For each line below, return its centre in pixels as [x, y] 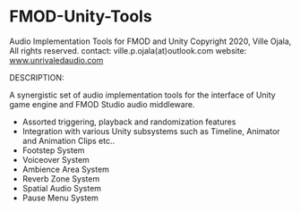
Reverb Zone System [61, 178]
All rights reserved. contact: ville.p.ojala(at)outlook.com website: [128, 50]
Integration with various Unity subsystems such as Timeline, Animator [151, 131]
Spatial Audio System [61, 188]
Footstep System [53, 150]
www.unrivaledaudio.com [56, 60]
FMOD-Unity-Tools [81, 17]
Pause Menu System [60, 198]
